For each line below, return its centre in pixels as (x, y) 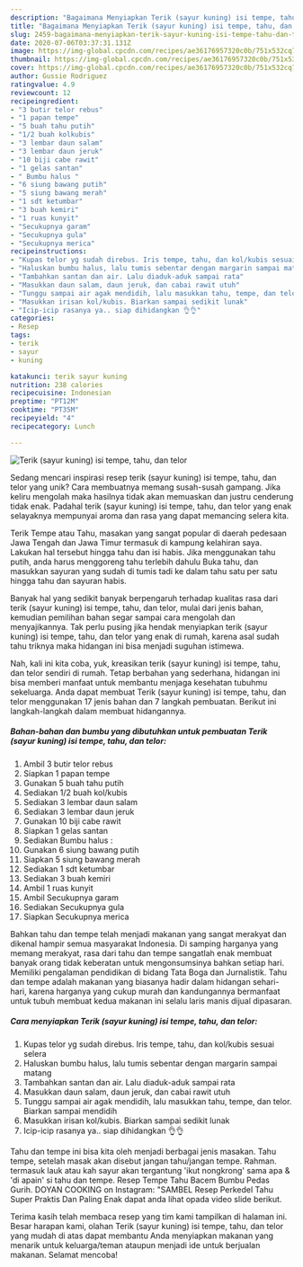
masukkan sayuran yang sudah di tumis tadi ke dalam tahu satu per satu (144, 571)
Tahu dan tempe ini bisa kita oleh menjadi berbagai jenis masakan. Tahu (143, 1151)
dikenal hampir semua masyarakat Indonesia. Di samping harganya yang (144, 944)
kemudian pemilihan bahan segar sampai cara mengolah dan (123, 617)
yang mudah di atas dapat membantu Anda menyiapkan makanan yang (142, 1236)
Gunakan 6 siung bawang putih (81, 849)
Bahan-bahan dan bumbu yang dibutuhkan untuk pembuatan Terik (139, 731)
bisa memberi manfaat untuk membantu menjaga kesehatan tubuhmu (139, 682)
